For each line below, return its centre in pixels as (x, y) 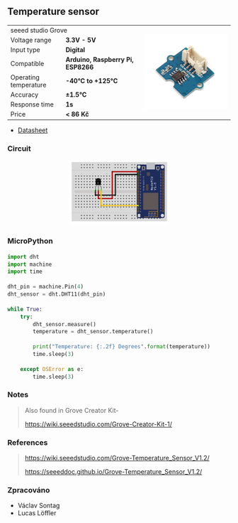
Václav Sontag (39, 506)
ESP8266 (80, 68)
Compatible (27, 63)
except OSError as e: (52, 369)
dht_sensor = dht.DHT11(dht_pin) (57, 294)
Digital (75, 50)
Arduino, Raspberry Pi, (100, 60)
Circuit (19, 149)
